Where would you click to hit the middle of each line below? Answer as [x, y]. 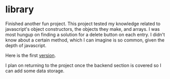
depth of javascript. [26, 45]
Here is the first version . [31, 55]
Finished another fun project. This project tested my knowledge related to [83, 24]
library [20, 9]
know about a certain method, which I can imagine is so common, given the [85, 40]
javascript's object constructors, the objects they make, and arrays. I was [83, 29]
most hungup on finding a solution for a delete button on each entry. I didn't [85, 34]
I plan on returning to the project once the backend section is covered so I [83, 65]
